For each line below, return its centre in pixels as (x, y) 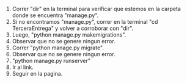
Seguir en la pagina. (37, 74)
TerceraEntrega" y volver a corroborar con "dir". (72, 28)
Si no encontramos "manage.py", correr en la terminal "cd (85, 22)
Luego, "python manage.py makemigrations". (69, 35)
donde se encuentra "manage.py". (55, 15)
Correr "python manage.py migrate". (58, 48)
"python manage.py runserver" (51, 61)
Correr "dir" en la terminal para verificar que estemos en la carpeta (97, 9)
